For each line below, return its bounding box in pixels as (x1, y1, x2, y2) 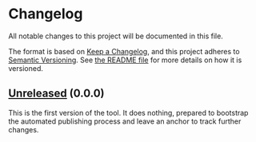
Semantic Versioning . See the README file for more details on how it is (8, 55, 242, 65)
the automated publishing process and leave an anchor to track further (8, 116, 242, 126)
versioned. (8, 63, 44, 73)
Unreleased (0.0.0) (8, 87, 105, 101)
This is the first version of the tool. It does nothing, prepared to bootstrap (8, 108, 249, 117)
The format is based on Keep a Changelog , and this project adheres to (8, 46, 240, 56)
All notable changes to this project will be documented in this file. (8, 31, 224, 41)
